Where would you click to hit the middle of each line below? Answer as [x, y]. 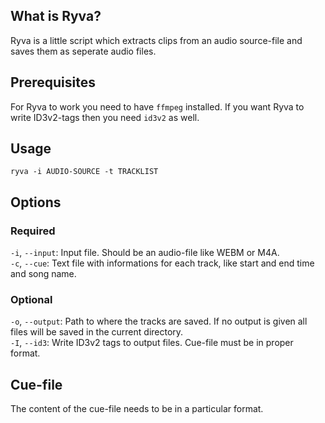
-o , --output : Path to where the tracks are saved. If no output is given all [159, 321]
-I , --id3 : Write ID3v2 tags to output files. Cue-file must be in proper [152, 343]
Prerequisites [53, 82]
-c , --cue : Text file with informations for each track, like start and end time [162, 263]
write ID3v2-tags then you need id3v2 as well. [105, 117]
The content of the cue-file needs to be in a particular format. [137, 409]
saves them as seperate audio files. [83, 51]
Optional [31, 300]
